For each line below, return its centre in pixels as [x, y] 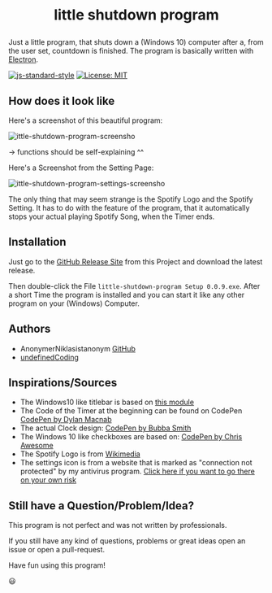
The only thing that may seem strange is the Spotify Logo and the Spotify [131, 199]
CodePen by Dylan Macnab [66, 420]
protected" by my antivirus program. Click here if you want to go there [138, 471]
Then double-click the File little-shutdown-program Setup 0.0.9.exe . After [134, 286]
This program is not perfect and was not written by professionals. [118, 525]
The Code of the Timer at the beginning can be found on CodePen [131, 411]
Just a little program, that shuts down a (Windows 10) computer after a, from [136, 42]
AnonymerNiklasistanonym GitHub [78, 348]
